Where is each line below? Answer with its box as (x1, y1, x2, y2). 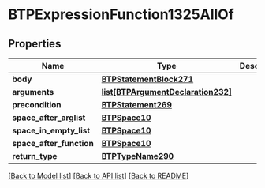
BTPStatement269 (101, 100, 172, 110)
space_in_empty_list (12, 125, 91, 136)
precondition (12, 100, 62, 110)
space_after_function (12, 138, 95, 149)
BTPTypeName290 (101, 151, 174, 161)
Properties (8, 37, 62, 51)
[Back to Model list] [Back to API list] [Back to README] (8, 171, 189, 180)
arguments (12, 87, 54, 97)
